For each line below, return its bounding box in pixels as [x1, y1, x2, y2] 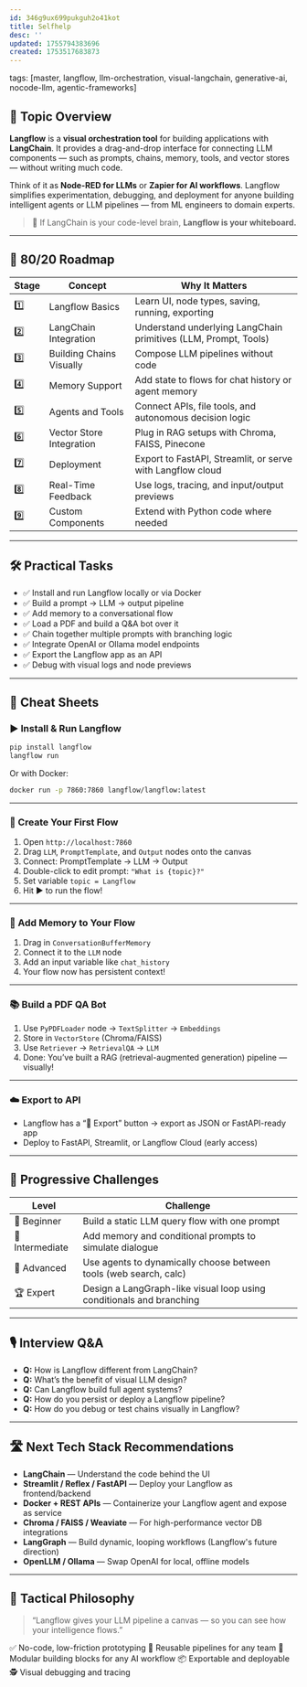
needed [134, 516, 168, 529]
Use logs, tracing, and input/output [134, 478, 284, 491]
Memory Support [48, 379, 122, 391]
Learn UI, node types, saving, [134, 294, 260, 307]
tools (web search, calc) [82, 1267, 186, 1280]
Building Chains [48, 347, 117, 359]
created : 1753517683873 [9, 48, 101, 57]
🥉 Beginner [14, 1214, 62, 1227]
